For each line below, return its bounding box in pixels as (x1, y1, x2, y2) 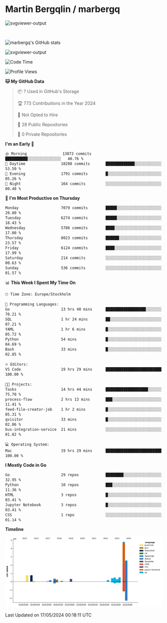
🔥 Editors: (5, 362, 28, 367)
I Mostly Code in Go (5, 462, 46, 468)
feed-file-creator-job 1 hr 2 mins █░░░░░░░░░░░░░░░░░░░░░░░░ (5, 407, 162, 412)
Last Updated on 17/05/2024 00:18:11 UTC (5, 612, 92, 618)
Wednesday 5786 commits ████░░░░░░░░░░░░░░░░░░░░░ (5, 225, 162, 230)
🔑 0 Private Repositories (17, 131, 67, 137)
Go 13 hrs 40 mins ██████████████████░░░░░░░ (5, 306, 162, 312)
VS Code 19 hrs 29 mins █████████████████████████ (5, 367, 162, 372)
